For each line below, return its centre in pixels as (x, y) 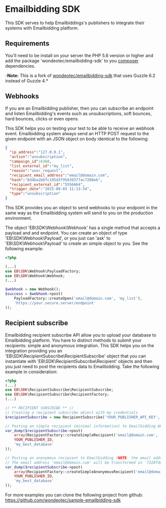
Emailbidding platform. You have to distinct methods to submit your (73, 340)
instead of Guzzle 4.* (27, 80)
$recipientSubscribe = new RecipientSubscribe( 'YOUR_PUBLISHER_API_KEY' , (83, 417)
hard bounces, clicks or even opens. (42, 118)
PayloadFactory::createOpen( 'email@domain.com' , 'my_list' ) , (78, 299)
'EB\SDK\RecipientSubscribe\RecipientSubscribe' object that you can (76, 356)
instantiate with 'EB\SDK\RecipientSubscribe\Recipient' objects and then (79, 361)
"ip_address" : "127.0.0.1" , (37, 152)
